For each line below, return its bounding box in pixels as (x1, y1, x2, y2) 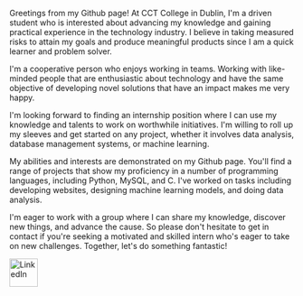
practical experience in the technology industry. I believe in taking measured (9, 27, 294, 37)
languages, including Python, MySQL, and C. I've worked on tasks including (9, 175, 292, 186)
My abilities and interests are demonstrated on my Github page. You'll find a (9, 156, 292, 166)
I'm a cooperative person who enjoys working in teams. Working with (9, 63, 267, 74)
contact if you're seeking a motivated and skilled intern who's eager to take (9, 231, 290, 242)
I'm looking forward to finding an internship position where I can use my (9, 110, 278, 120)
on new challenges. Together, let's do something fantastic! (9, 241, 228, 251)
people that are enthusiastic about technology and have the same (39, 73, 284, 84)
